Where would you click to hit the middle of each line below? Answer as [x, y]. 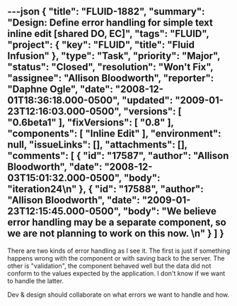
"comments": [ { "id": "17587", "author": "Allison [118, 156]
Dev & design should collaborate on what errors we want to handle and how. [118, 295]
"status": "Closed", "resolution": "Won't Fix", [110, 67]
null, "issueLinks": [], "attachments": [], [97, 145]
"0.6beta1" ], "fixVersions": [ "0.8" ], [91, 122]
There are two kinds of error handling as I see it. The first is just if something [119, 251]
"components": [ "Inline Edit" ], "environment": [114, 134]
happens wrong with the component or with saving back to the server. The [116, 258]
